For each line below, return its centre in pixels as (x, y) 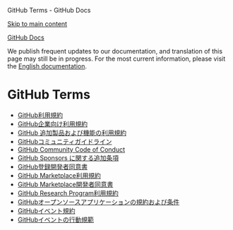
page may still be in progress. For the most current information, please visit (116, 59)
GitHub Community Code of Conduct (71, 149)
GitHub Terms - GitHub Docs (49, 10)
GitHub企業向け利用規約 (53, 123)
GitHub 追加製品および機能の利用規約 (72, 133)
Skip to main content (37, 24)
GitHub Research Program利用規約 (68, 193)
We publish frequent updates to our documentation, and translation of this (115, 51)
